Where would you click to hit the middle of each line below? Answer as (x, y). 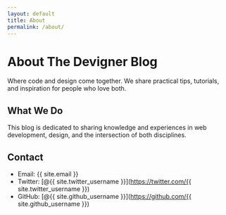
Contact (25, 157)
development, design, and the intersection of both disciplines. (97, 135)
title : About (26, 20)
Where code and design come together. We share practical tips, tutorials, (113, 81)
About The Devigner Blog (83, 61)
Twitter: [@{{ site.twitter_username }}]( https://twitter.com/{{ (105, 181)
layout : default (31, 14)
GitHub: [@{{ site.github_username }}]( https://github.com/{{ (105, 196)
